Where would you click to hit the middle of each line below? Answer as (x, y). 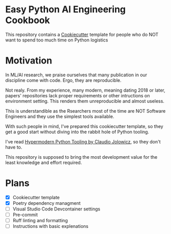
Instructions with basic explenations (50, 226)
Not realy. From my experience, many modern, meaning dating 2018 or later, (86, 90)
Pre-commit (25, 215)
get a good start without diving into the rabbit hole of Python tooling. (77, 132)
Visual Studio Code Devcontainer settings (56, 209)
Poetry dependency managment (46, 203)
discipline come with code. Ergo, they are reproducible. (63, 80)
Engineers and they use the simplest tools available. (60, 116)
